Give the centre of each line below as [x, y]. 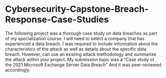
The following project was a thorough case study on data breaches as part [81, 33]
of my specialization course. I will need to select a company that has [75, 39]
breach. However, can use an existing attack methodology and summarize [81, 54]
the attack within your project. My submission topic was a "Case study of [80, 59]
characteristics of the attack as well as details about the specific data [76, 49]
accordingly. [18, 70]
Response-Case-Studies [57, 19]
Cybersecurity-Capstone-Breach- [77, 9]
